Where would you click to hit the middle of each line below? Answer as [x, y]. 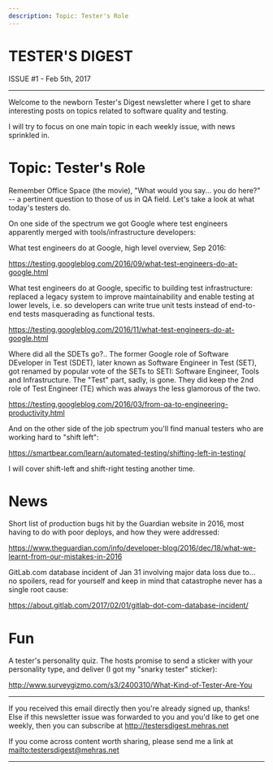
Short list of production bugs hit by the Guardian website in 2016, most [126, 524]
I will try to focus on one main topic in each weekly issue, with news [122, 126]
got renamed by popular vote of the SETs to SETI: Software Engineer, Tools [134, 371]
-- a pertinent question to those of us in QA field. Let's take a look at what [132, 199]
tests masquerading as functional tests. [89, 314]
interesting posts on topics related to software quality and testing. [119, 110]
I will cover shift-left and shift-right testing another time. [102, 469]
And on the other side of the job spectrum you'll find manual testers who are [136, 428]
